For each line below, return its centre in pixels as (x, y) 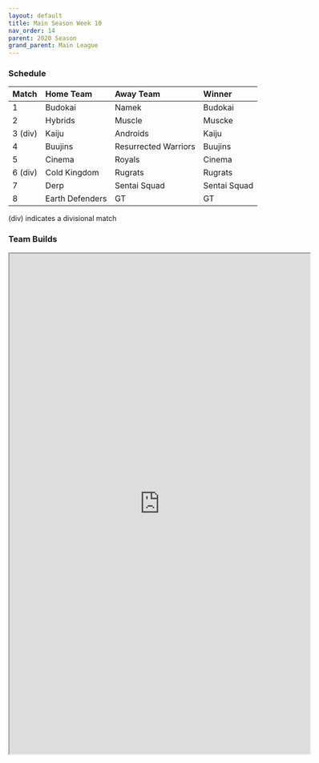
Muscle (129, 121)
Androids (132, 134)
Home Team (69, 94)
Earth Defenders (76, 199)
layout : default (35, 16)
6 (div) (25, 173)
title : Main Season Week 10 (55, 23)
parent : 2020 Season (43, 38)
